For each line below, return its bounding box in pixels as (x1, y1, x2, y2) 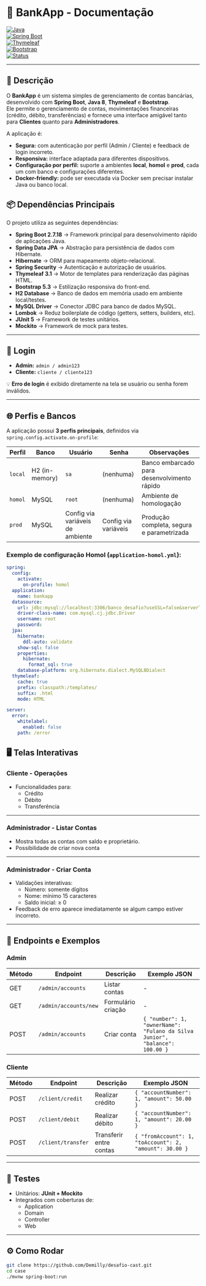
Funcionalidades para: (15, 783, 72, 790)
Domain (24, 1209, 44, 1217)
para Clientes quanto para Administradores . (6, 118, 120, 125)
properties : (17, 650, 48, 657)
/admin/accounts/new (38, 1002, 99, 1009)
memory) (31, 474, 58, 483)
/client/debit (38, 1116, 80, 1123)
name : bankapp (17, 593, 53, 599)
